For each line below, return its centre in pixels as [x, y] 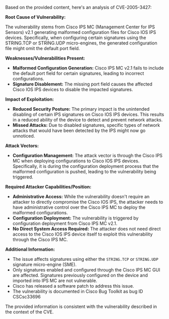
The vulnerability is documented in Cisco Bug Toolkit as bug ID [78, 291]
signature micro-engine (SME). [44, 264]
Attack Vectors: [22, 146]
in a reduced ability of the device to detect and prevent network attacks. [88, 120]
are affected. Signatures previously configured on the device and [80, 275]
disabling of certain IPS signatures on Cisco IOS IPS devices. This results [88, 114]
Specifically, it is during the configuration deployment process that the [86, 166]
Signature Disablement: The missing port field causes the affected [82, 84]
